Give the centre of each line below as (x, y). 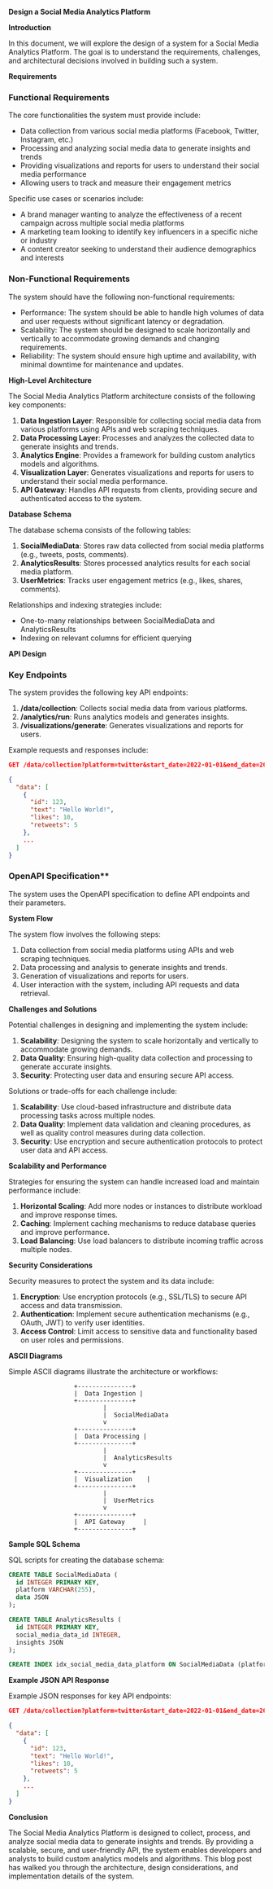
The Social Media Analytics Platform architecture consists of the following (132, 396)
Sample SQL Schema (44, 1544)
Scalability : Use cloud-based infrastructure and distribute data (126, 1106)
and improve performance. (65, 1232)
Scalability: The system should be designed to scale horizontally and (135, 330)
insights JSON (39, 1642)
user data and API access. (64, 1150)
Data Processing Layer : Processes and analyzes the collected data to (137, 437)
